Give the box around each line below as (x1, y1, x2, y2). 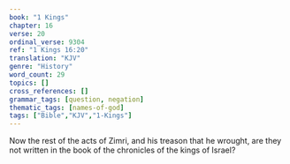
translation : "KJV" (9, 54, 81, 63)
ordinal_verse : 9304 (9, 37, 86, 47)
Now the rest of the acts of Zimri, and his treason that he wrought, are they (9, 136, 282, 146)
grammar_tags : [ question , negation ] (9, 94, 144, 104)
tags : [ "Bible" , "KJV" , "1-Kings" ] (9, 111, 133, 120)
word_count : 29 (9, 71, 65, 79)
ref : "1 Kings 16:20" (9, 46, 89, 55)
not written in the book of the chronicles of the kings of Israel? (9, 145, 236, 155)
